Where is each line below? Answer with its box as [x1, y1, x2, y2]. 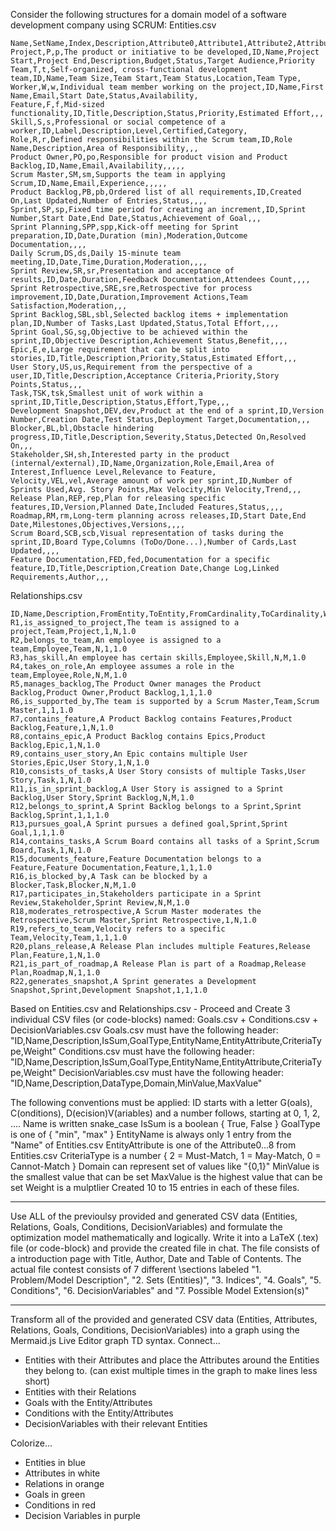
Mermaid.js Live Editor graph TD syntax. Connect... [10, 1335, 221, 1346]
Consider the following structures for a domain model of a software [10, 9, 287, 20]
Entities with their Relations [24, 1386, 137, 1398]
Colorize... [10, 1437, 53, 1449]
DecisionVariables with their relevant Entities [24, 1418, 208, 1429]
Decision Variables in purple [24, 1510, 141, 1521]
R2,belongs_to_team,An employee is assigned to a [10, 635, 222, 645]
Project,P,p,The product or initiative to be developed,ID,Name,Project [10, 47, 320, 57]
